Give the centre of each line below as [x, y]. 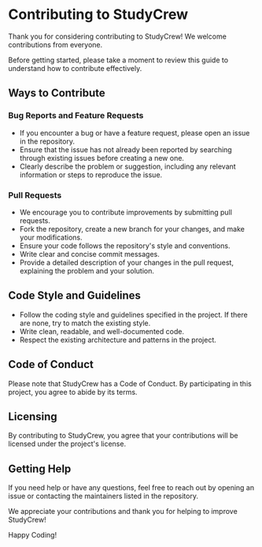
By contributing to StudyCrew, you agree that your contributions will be [123, 436]
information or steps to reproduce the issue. [91, 174]
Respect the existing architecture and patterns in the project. [118, 340]
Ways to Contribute [57, 93]
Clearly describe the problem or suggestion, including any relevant [127, 166]
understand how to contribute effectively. [75, 68]
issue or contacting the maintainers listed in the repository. [103, 496]
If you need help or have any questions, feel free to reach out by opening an [131, 488]
